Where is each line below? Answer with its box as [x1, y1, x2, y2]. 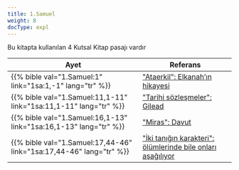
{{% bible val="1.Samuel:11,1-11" [11, 92, 128, 102]
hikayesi [142, 81, 170, 91]
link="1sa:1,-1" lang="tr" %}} [11, 81, 112, 91]
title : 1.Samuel [7, 10, 55, 18]
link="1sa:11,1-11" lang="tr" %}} [11, 101, 125, 111]
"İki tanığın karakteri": [142, 133, 215, 143]
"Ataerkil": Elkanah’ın [142, 72, 212, 82]
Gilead [142, 101, 164, 111]
